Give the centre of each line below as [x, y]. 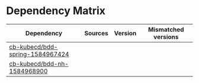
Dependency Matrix [56, 11]
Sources [96, 33]
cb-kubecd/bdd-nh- [39, 64]
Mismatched [166, 29]
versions [166, 36]
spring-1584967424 [39, 54]
